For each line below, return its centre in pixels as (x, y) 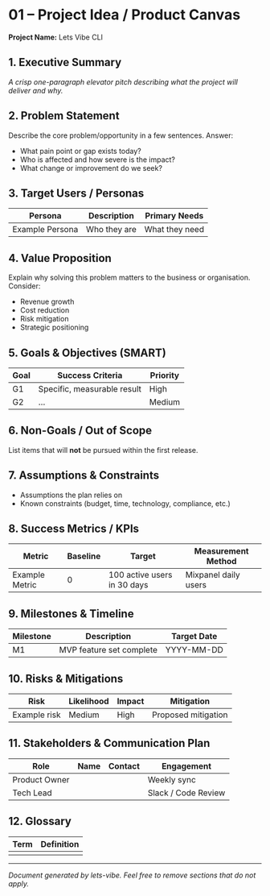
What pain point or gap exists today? (81, 151)
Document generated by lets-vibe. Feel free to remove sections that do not (132, 875)
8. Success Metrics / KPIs (74, 529)
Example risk (37, 715)
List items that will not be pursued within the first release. (103, 450)
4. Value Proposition (60, 258)
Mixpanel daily (213, 575)
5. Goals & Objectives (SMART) (87, 353)
